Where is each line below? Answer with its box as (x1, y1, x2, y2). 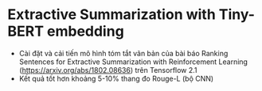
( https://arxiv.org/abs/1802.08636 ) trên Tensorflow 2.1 (18, 65, 197, 74)
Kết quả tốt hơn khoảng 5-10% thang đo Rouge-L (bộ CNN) (18, 74, 214, 83)
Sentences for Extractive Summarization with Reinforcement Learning (18, 57, 248, 66)
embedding (46, 22, 124, 40)
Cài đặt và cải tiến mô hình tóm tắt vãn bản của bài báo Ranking (18, 48, 229, 58)
